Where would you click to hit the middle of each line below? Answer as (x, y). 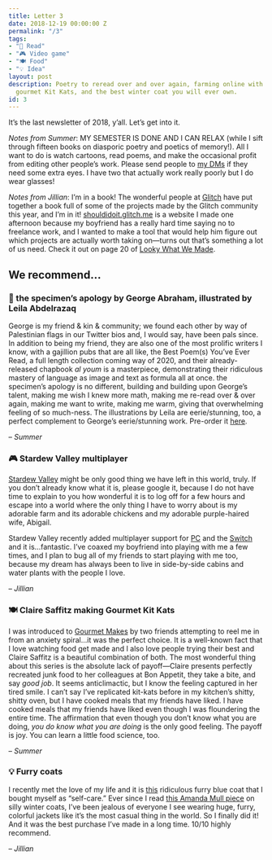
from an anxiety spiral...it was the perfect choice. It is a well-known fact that (136, 639)
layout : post (30, 77)
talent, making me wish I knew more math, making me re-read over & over (132, 395)
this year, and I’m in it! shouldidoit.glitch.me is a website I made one (121, 215)
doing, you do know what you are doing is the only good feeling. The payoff (135, 726)
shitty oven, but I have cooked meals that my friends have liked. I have (126, 700)
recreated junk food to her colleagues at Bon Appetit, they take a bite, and (132, 674)
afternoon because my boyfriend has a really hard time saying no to (122, 223)
